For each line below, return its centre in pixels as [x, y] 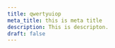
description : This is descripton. [58, 27]
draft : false [26, 34]
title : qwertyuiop [34, 14]
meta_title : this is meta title [55, 20]
